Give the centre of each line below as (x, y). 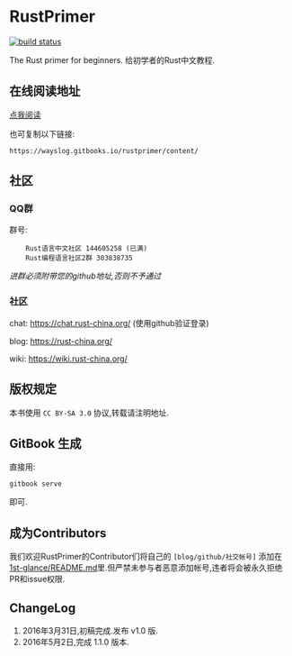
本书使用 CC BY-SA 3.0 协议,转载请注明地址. (89, 413)
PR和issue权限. (37, 579)
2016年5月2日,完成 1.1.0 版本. (76, 642)
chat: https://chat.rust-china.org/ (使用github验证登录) (109, 323)
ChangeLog (43, 608)
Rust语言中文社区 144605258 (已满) (87, 249)
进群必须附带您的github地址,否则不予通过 (85, 276)
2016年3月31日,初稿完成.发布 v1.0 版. (90, 630)
